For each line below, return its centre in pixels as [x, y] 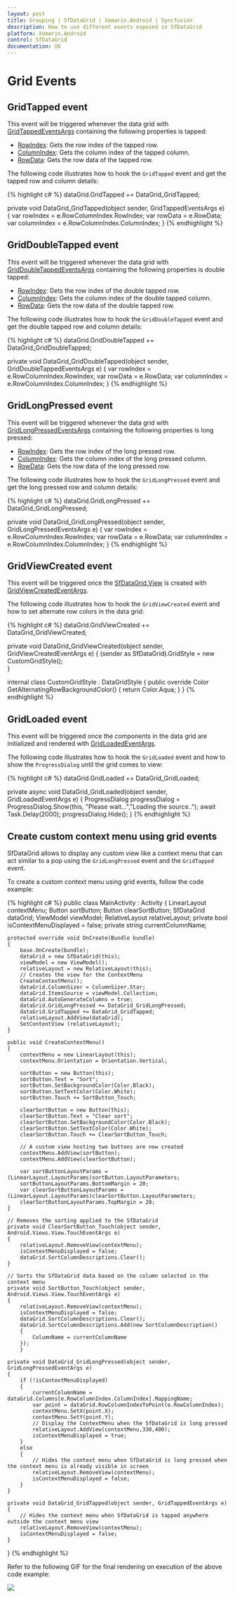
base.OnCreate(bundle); [55, 951]
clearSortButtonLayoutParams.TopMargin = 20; [88, 1202]
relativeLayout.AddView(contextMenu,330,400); [102, 1429]
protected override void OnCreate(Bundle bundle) [81, 938]
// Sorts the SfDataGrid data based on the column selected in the [108, 1276]
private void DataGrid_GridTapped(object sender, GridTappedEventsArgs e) [116, 208]
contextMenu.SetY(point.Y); [73, 1418]
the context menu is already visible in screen [78, 1467]
